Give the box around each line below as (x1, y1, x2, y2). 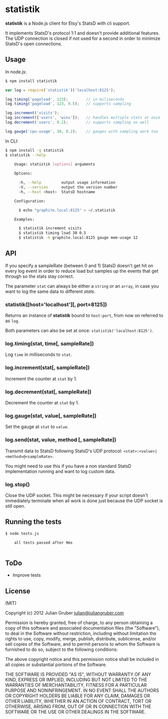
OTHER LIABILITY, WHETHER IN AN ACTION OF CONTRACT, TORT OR (5, 698, 151, 704)
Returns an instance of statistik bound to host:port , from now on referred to (5, 313, 163, 319)
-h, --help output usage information (18, 180, 115, 185)
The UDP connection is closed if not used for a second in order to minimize (5, 35, 160, 41)
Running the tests (5, 518, 62, 526)
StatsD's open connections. (5, 40, 63, 46)
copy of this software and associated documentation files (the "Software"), (5, 625, 160, 631)
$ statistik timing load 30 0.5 (18, 230, 86, 235)
